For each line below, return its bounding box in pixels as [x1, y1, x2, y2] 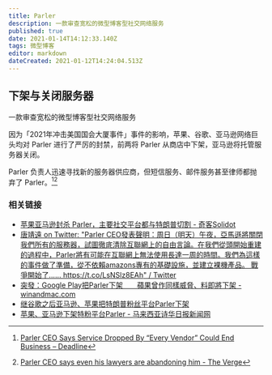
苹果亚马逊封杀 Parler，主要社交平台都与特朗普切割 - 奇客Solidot [19, 219, 236, 229]
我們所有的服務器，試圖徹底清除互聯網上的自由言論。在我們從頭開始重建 [19, 240, 261, 249]
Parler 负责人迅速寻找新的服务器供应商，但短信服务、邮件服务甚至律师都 [8, 167, 251, 177]
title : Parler [8, 11, 57, 20]
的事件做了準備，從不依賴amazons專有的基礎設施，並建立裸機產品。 [19, 260, 249, 270]
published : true [8, 27, 63, 35]
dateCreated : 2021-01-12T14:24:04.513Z [8, 58, 143, 66]
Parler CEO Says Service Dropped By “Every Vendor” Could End [19, 333, 235, 343]
